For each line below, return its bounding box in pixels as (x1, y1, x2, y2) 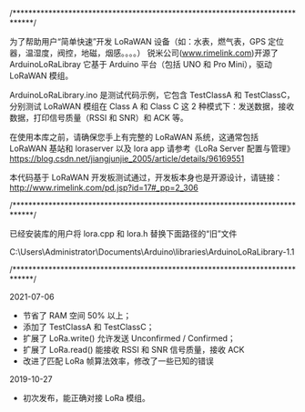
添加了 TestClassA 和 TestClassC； (22, 322, 155, 332)
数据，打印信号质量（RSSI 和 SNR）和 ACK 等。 (9, 113, 188, 123)
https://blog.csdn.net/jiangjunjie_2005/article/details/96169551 (9, 154, 245, 164)
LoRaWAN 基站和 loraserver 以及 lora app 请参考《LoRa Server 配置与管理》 (9, 143, 295, 154)
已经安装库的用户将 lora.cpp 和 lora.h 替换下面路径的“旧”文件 (9, 228, 238, 239)
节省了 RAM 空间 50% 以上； (22, 310, 132, 321)
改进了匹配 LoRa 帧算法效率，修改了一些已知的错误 (22, 356, 214, 367)
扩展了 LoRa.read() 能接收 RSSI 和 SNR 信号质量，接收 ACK (22, 345, 245, 355)
